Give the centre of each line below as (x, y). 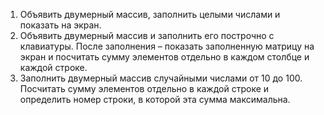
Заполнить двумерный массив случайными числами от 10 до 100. (161, 78)
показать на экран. (60, 25)
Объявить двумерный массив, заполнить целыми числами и (150, 14)
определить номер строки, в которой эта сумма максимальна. (155, 99)
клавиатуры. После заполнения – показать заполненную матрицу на (167, 46)
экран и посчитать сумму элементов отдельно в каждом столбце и (164, 57)
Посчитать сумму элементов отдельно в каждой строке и (144, 88)
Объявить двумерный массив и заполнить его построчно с (147, 35)
